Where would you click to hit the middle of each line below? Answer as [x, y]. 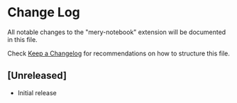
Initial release [37, 92]
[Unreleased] [37, 76]
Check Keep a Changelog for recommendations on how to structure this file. [119, 53]
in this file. [22, 39]
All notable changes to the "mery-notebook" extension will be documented [117, 32]
